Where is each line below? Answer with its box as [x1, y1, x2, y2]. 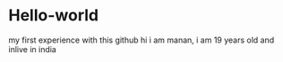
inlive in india [8, 43, 57, 54]
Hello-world [8, 5, 99, 26]
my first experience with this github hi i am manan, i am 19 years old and [8, 35, 275, 45]
